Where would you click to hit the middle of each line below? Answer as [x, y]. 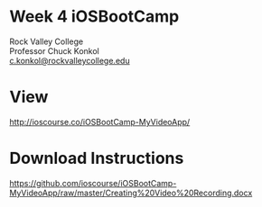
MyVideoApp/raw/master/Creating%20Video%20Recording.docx [131, 193]
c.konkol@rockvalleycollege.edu [70, 60]
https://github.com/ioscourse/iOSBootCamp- [93, 183]
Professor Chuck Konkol [54, 50]
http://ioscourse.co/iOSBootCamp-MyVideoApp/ [100, 121]
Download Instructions [97, 158]
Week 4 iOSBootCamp [94, 17]
